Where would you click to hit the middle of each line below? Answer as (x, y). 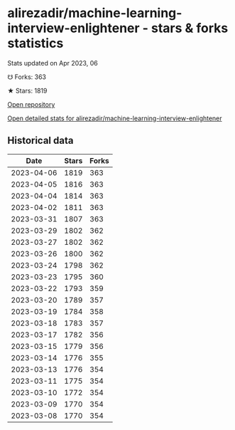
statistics (35, 43)
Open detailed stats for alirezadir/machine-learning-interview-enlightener (115, 118)
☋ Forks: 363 (27, 77)
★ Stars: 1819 (27, 90)
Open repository (31, 104)
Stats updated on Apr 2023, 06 (53, 63)
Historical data (40, 141)
